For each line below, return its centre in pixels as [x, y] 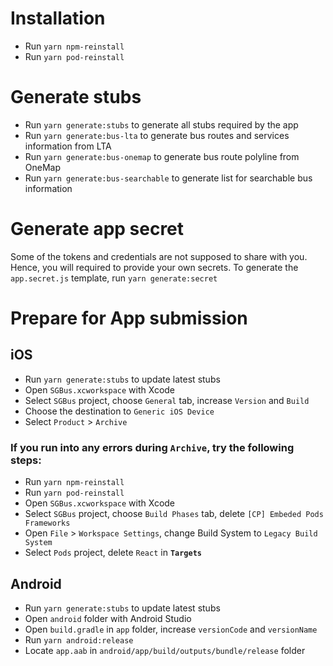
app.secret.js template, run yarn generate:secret [114, 278]
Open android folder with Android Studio [108, 618]
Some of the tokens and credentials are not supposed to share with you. [159, 256]
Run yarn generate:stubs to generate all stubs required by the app [161, 124]
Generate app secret [97, 229]
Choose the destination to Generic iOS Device [119, 411]
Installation [58, 18]
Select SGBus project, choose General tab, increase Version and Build [167, 400]
